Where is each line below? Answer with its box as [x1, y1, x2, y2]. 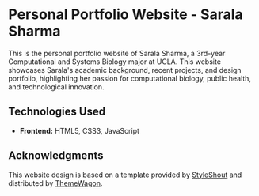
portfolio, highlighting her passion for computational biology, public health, [8, 73, 252, 83]
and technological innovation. [8, 81, 105, 92]
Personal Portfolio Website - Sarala [8, 6, 243, 24]
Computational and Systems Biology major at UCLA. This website [8, 57, 222, 66]
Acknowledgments [8, 149, 105, 163]
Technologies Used [8, 105, 105, 119]
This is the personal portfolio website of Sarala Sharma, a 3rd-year [8, 48, 226, 58]
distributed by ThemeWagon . [8, 178, 103, 187]
